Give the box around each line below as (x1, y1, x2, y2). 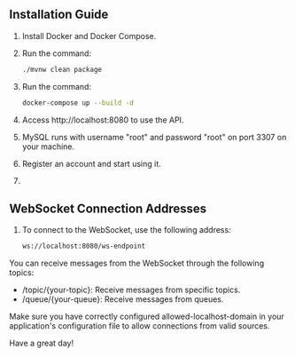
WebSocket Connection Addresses (9, 201, 207, 216)
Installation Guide (9, 7, 109, 22)
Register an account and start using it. (21, 158, 161, 169)
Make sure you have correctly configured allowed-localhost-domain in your (9, 311, 285, 322)
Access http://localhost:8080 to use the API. (21, 115, 184, 125)
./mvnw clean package (21, 65, 102, 74)
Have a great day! (9, 337, 74, 349)
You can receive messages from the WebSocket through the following (9, 258, 264, 269)
